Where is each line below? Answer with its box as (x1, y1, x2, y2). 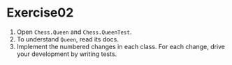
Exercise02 (6, 5, 74, 21)
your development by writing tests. (16, 50, 117, 58)
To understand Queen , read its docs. (16, 35, 119, 43)
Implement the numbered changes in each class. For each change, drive (16, 42, 225, 50)
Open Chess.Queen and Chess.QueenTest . (16, 28, 132, 36)
